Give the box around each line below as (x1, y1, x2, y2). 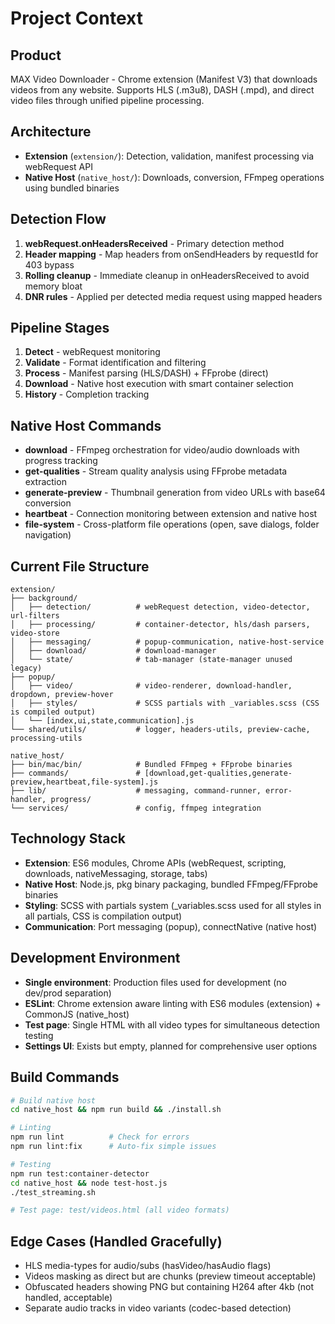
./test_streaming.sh (10, 1187, 97, 1197)
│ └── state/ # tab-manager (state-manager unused (10, 655, 293, 665)
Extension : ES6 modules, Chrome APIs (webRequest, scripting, (24, 857, 287, 869)
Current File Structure (10, 558, 150, 575)
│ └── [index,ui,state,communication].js (10, 716, 195, 726)
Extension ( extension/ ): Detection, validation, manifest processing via (24, 150, 315, 162)
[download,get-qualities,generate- (144, 768, 293, 779)
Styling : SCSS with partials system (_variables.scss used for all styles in (24, 899, 322, 911)
